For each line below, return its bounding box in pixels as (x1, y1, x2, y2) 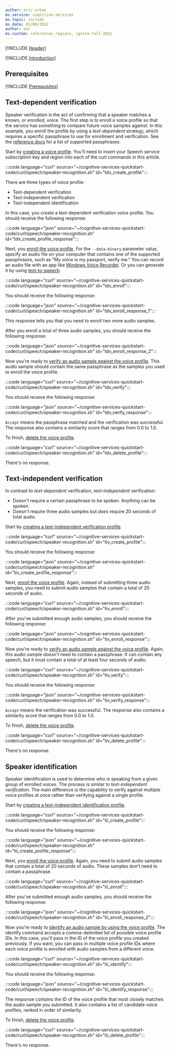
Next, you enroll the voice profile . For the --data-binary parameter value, (5, 246, 158, 252)
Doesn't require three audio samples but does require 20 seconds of (12, 508, 156, 515)
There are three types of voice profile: (5, 179, 85, 185)
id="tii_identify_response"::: (95, 986, 154, 992)
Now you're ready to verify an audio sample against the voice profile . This (5, 358, 160, 364)
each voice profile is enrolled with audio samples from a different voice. (5, 946, 155, 952)
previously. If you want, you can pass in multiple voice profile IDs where (5, 940, 156, 947)
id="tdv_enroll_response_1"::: (95, 308, 156, 314)
